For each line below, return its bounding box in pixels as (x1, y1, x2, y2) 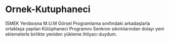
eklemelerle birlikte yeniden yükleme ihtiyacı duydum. (5, 31, 117, 37)
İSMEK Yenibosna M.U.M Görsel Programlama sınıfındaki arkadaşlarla (5, 20, 150, 26)
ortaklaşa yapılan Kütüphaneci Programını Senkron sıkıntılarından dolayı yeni (5, 25, 164, 31)
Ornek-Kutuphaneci (5, 4, 91, 15)
